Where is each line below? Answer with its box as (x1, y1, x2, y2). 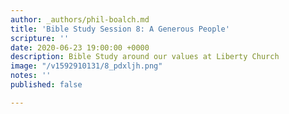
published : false (10, 80, 83, 90)
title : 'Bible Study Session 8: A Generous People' (10, 24, 230, 34)
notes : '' (10, 71, 52, 81)
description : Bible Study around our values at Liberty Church (10, 52, 280, 62)
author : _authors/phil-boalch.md (10, 14, 150, 25)
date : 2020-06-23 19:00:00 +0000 (10, 42, 150, 53)
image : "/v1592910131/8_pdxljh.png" (10, 61, 163, 71)
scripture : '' (10, 33, 70, 43)
